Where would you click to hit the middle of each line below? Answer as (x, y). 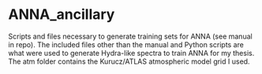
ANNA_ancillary (62, 15)
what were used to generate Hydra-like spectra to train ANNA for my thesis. (131, 53)
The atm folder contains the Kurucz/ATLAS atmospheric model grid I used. (129, 61)
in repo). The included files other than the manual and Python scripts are (126, 44)
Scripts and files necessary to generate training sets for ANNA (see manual (130, 36)
